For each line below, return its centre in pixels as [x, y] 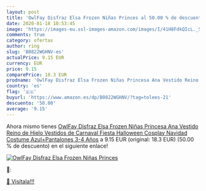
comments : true [26, 35]
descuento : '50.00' [31, 103]
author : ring [23, 47]
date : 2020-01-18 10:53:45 [41, 23]
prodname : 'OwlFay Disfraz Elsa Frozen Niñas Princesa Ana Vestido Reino [103, 80]
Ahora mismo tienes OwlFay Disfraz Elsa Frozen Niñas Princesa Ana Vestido [102, 126]
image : [15, 29]
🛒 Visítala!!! [21, 181]
